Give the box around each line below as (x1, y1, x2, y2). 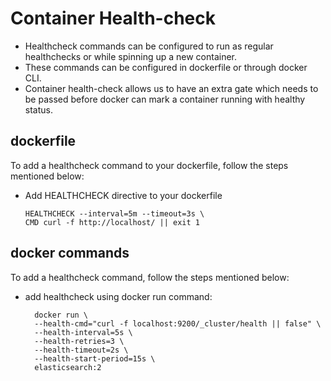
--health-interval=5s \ (34, 327, 133, 337)
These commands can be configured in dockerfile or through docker (24, 61, 308, 73)
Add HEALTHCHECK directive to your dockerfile (24, 189, 223, 201)
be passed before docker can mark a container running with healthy (24, 93, 306, 105)
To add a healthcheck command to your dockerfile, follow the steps (10, 159, 289, 171)
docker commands (10, 245, 130, 262)
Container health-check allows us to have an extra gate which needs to (24, 82, 319, 94)
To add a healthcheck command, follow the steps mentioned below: (10, 271, 290, 283)
